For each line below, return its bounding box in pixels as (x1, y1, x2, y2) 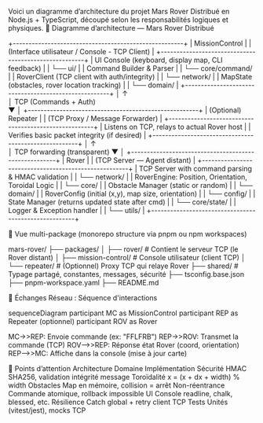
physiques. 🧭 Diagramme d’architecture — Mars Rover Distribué (8, 24, 214, 32)
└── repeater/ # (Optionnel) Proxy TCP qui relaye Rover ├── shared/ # (8, 261, 239, 270)
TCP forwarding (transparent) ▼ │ (14, 147, 126, 156)
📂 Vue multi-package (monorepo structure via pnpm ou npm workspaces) (8, 230, 247, 238)
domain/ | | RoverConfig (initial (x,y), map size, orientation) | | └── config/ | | (8, 189, 256, 198)
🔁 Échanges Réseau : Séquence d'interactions (8, 293, 158, 302)
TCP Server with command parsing (138, 164, 253, 173)
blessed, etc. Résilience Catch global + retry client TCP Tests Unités (8, 397, 228, 406)
